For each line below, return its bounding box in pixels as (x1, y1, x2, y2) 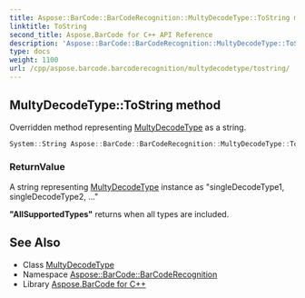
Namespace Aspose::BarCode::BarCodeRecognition (22, 269, 218, 280)
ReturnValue (9, 161, 65, 174)
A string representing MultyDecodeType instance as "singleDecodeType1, (9, 181, 285, 192)
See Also (9, 235, 61, 251)
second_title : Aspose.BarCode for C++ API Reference (9, 30, 213, 39)
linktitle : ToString (9, 22, 88, 31)
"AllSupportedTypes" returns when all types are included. (9, 208, 230, 219)
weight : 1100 (9, 55, 59, 65)
